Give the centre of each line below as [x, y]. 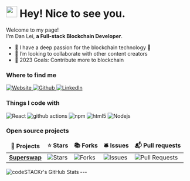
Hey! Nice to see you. [73, 14]
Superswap [26, 157]
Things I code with [33, 103]
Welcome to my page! [33, 30]
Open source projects [38, 131]
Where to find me [31, 75]
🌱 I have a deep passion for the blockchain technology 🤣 [83, 47]
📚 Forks [86, 145]
